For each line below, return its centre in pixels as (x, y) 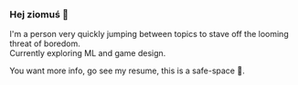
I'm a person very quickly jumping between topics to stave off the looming (149, 34)
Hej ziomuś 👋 (39, 14)
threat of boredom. (45, 43)
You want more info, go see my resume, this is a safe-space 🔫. (127, 71)
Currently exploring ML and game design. (88, 53)
